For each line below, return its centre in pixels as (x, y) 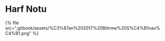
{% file (12, 23)
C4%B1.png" (18, 33)
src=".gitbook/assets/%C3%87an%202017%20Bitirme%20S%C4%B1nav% (83, 28)
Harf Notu (26, 9)
